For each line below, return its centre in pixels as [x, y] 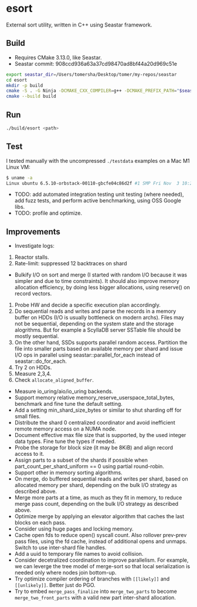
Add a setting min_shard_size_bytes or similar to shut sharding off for [98, 410]
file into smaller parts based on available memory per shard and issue [98, 349]
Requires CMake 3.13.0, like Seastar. [58, 57]
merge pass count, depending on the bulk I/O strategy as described [96, 504]
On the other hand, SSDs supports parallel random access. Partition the [101, 342]
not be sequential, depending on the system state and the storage [94, 324]
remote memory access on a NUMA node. [65, 429]
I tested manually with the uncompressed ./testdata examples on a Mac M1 [98, 161]
